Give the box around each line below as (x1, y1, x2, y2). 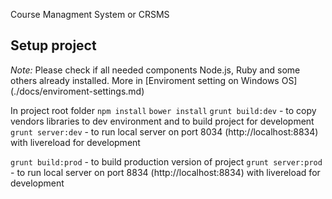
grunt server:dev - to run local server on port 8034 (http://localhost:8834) (10, 125, 319, 138)
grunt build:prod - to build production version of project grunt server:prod (10, 155, 323, 168)
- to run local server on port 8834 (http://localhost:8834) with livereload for (10, 166, 321, 178)
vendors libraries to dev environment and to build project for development (10, 115, 315, 127)
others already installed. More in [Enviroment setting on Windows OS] (10, 74, 298, 86)
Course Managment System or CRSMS (10, 9, 170, 20)
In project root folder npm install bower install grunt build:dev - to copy (10, 104, 317, 116)
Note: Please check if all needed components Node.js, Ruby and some (10, 64, 301, 76)
